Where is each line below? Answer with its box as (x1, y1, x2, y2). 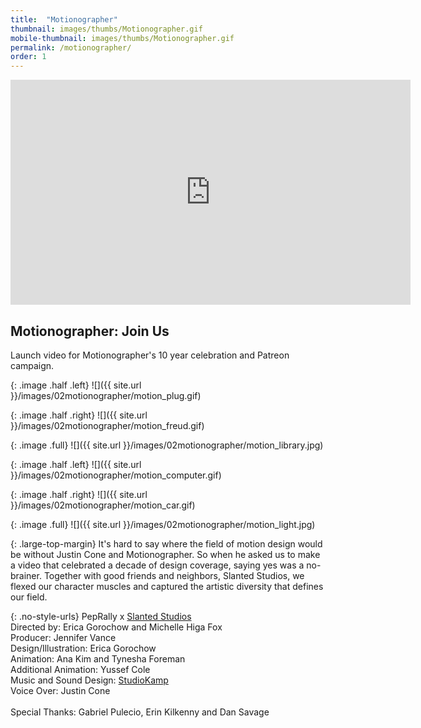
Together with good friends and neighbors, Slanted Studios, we (43, 569, 305, 581)
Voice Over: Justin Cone (10, 684, 111, 696)
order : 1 (10, 52, 47, 62)
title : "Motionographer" (10, 14, 118, 25)
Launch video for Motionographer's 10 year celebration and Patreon (10, 349, 290, 361)
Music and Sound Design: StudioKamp (10, 674, 169, 686)
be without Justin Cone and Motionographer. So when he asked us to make (10, 548, 321, 560)
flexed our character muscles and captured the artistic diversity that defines (10, 580, 324, 592)
